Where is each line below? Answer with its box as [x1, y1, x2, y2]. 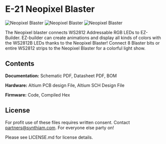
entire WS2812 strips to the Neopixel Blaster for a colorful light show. [5, 45, 146, 51]
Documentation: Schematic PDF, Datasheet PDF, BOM [5, 73, 117, 79]
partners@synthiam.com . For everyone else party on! [5, 125, 114, 131]
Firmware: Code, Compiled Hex [5, 92, 70, 97]
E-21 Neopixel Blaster [5, 3, 95, 15]
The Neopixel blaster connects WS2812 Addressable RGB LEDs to [5, 29, 140, 35]
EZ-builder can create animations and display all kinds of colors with [21, 35, 161, 41]
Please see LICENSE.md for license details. [5, 134, 93, 140]
